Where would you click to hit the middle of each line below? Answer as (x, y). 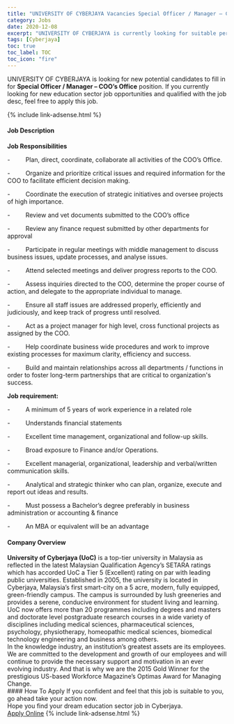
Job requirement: (33, 395)
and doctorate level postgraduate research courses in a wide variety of (109, 617)
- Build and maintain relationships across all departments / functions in (115, 368)
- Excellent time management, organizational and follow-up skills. (108, 436)
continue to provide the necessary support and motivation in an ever (106, 662)
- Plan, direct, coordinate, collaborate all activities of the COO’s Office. (115, 159)
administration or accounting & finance (63, 513)
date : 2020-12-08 (32, 27)
